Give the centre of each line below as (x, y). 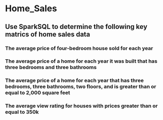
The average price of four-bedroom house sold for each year (79, 48)
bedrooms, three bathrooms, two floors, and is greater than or (81, 87)
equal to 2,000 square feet (38, 93)
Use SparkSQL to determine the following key (76, 27)
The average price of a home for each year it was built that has (81, 61)
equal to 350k (22, 112)
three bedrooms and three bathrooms (51, 68)
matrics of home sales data (48, 34)
